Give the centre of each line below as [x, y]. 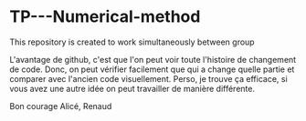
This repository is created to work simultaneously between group [132, 42]
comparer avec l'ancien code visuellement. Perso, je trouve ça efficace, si [148, 78]
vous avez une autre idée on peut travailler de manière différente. [132, 88]
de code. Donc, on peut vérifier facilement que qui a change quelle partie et [152, 69]
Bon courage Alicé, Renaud [61, 106]
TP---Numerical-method [105, 17]
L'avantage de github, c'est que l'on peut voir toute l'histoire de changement [153, 59]
